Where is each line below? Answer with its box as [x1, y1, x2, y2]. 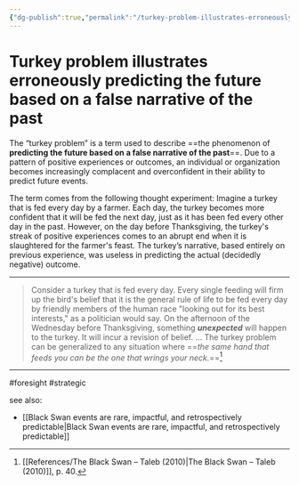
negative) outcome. [9, 259, 81, 270]
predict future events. [9, 175, 89, 186]
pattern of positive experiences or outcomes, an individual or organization [9, 157, 280, 167]
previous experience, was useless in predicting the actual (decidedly [9, 249, 261, 260]
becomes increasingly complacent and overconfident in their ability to [9, 166, 265, 176]
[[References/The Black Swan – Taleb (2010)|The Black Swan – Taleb [21, 457, 276, 467]
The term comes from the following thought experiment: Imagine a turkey [9, 192, 279, 203]
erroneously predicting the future [9, 70, 263, 90]
